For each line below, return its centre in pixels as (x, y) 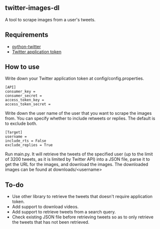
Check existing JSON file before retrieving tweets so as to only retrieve (83, 217)
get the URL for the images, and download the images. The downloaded (77, 165)
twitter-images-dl (32, 8)
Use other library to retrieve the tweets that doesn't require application (82, 197)
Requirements (27, 35)
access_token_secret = (28, 104)
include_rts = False (26, 141)
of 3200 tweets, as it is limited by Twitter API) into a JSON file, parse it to (78, 159)
